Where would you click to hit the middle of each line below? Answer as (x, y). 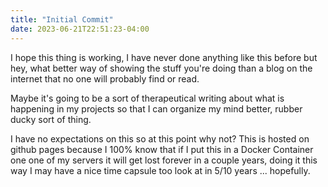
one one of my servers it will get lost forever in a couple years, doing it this (164, 160)
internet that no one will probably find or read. (105, 78)
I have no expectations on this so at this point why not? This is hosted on (160, 138)
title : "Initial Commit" (62, 19)
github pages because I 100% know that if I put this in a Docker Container (162, 149)
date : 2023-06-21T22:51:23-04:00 (80, 29)
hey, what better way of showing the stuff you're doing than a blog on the (161, 68)
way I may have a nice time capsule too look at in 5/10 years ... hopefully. (160, 170)
